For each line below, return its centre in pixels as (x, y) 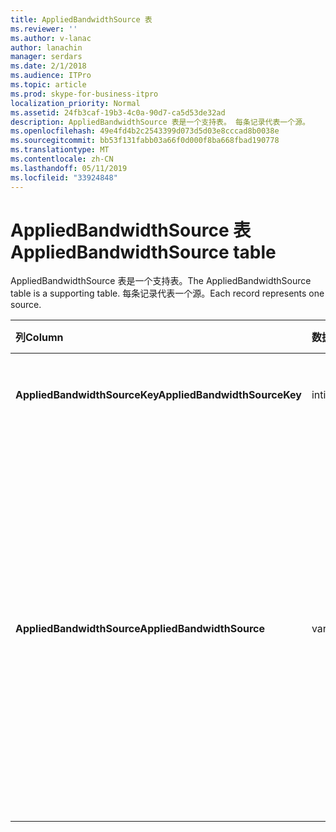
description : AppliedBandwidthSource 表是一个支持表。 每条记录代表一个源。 (160, 122)
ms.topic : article (48, 85)
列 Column (39, 338)
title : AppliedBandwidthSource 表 (81, 19)
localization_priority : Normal (75, 103)
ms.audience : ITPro (51, 76)
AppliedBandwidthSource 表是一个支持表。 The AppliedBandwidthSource (161, 281)
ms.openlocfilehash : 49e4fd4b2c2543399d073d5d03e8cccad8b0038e (145, 131)
